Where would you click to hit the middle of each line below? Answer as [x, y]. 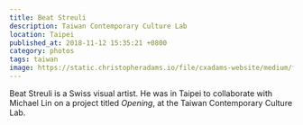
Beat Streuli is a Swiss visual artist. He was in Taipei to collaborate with [141, 93]
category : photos [42, 51]
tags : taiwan [34, 59]
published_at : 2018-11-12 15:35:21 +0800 [88, 43]
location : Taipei [42, 34]
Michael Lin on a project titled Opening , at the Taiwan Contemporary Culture [151, 103]
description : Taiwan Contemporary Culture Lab [98, 26]
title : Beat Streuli [48, 18]
